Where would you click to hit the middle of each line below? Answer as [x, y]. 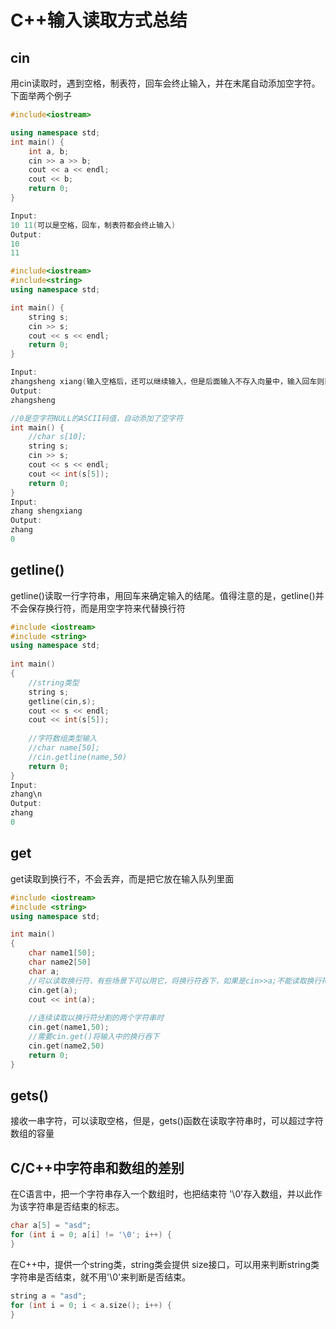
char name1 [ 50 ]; [62, 953]
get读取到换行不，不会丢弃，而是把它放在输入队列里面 [122, 878]
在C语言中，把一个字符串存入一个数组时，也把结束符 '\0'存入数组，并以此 [162, 1194]
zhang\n [26, 794]
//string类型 [54, 682]
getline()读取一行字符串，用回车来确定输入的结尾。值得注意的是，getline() [163, 595]
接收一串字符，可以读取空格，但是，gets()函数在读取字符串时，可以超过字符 [167, 1121]
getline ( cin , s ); [62, 701]
